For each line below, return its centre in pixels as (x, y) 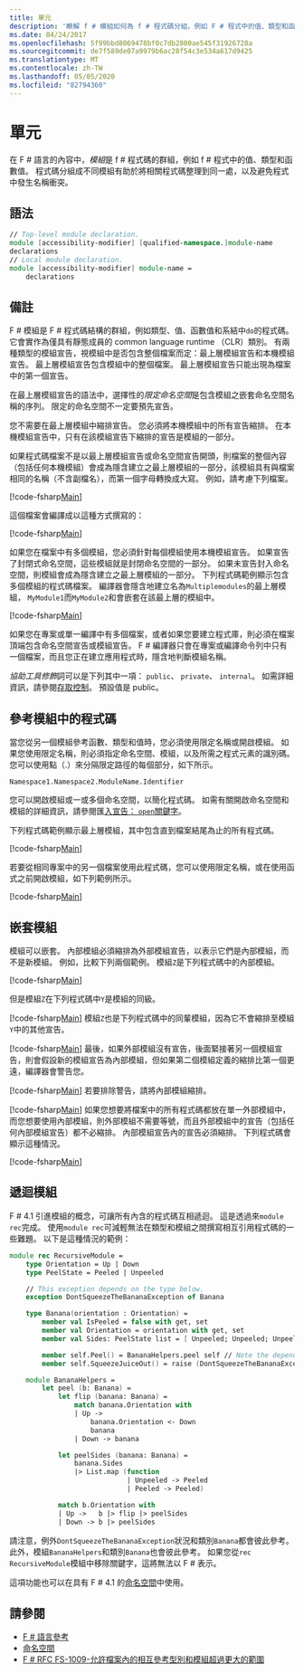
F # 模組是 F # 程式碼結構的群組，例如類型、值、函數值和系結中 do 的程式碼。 (152, 330)
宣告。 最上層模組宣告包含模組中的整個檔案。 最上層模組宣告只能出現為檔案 (150, 365)
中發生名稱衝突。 (41, 182)
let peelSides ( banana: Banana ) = (123, 1455)
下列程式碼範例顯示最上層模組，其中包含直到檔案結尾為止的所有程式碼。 (144, 831)
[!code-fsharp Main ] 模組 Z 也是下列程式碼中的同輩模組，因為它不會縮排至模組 (152, 1018)
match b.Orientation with (106, 1505)
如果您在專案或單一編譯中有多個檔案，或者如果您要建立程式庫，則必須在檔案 (152, 634)
